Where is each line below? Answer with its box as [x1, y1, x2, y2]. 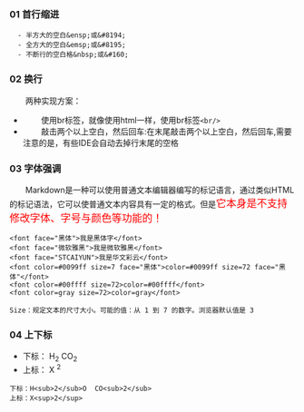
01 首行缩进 [9, 7, 60, 20]
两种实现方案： [25, 95, 82, 106]
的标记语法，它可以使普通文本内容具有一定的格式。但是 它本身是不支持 [9, 197, 288, 210]
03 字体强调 [9, 162, 62, 174]
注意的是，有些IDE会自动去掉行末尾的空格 [22, 137, 180, 148]
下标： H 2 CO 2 [22, 351, 78, 364]
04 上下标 [9, 329, 53, 341]
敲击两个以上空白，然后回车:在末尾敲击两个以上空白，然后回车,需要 [40, 125, 292, 137]
